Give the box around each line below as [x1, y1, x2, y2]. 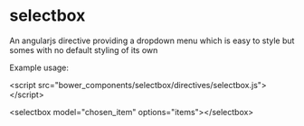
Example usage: [9, 62, 70, 73]
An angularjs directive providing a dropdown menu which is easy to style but [9, 35, 295, 46]
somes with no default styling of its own [9, 44, 158, 55]
